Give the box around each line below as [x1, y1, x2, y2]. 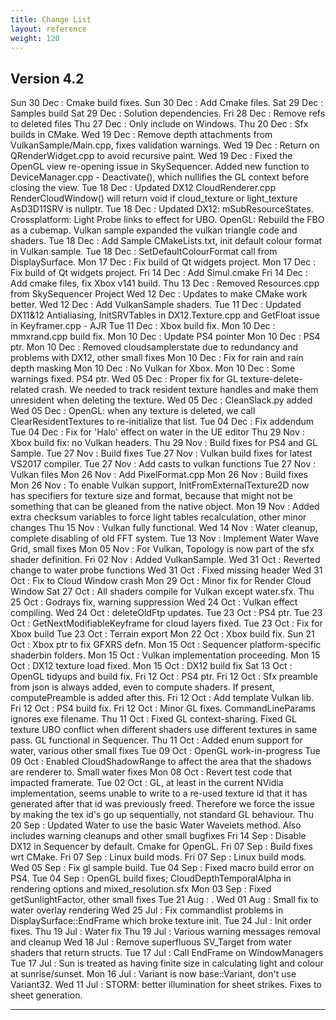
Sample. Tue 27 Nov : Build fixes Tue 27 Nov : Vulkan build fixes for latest [10, 447, 313, 460]
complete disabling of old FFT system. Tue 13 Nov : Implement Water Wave [10, 532, 320, 545]
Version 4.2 [10, 70, 85, 87]
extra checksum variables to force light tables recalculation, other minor [10, 511, 307, 523]
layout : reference [10, 24, 87, 34]
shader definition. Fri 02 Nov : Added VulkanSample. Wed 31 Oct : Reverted [10, 554, 321, 566]
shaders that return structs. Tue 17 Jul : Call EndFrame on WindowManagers [10, 947, 324, 959]
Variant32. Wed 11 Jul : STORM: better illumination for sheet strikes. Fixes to [10, 979, 322, 991]
